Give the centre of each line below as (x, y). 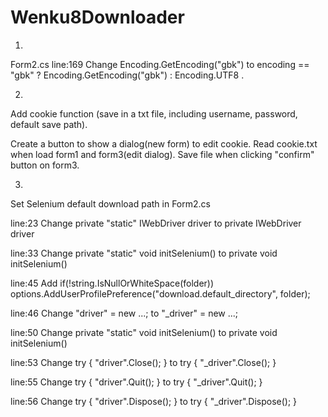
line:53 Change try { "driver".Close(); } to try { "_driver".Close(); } (143, 362)
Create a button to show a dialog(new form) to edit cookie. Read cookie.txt (164, 143)
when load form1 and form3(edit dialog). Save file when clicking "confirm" (162, 154)
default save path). (49, 124)
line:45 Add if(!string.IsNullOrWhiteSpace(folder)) (112, 283)
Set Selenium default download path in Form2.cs (110, 203)
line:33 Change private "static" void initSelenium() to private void (144, 253)
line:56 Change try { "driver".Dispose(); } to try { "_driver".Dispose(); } (154, 401)
